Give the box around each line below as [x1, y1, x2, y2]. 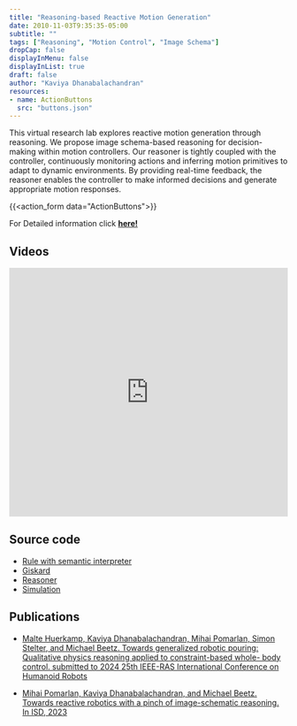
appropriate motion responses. [9, 184, 122, 195]
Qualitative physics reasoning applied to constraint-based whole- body [21, 652, 281, 662]
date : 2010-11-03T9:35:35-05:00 [9, 21, 128, 30]
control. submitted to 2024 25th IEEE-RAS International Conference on [21, 661, 279, 672]
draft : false [9, 71, 57, 80]
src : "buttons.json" [17, 103, 93, 112]
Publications [9, 609, 80, 624]
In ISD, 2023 [21, 707, 68, 717]
